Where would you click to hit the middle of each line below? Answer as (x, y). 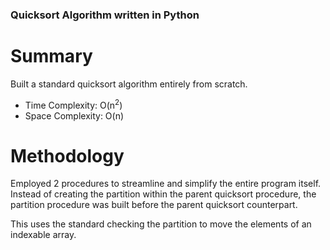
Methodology (67, 155)
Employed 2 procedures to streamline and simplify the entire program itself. (166, 184)
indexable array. (43, 235)
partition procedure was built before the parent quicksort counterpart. (154, 205)
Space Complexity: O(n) (74, 115)
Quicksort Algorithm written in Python (105, 15)
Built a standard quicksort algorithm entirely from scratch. (129, 84)
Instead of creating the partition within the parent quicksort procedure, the (163, 194)
